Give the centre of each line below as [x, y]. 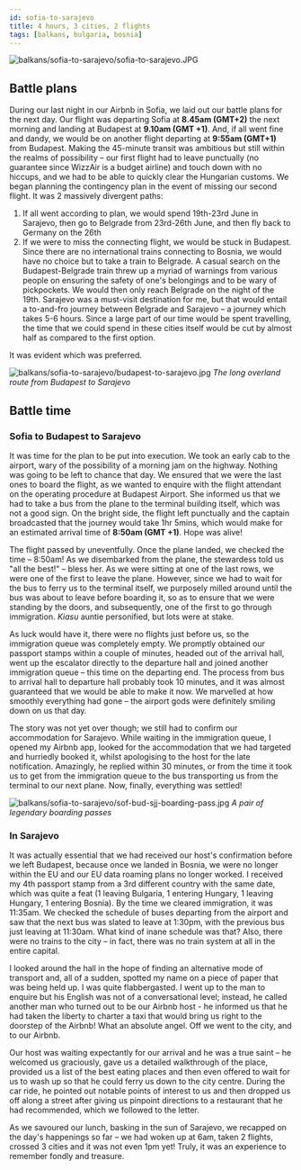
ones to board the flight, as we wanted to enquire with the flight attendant [146, 484]
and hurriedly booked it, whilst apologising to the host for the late [130, 756]
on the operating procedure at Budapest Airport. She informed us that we [145, 494]
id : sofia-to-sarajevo [52, 18]
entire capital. [35, 951]
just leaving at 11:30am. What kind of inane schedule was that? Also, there [146, 931]
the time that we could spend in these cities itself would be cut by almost [157, 328]
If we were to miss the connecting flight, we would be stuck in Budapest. [157, 242]
